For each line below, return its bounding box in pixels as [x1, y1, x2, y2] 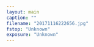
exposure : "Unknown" [6, 32, 59, 38]
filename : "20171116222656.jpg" [6, 20, 89, 26]
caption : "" [6, 15, 37, 21]
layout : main [6, 9, 40, 15]
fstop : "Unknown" [6, 26, 51, 32]
